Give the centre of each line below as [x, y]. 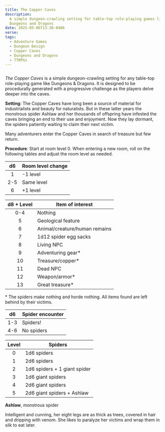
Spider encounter [43, 314]
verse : [12, 32]
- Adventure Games [28, 42]
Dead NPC [49, 269]
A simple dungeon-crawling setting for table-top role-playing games [82, 19]
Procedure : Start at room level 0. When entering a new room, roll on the [78, 149]
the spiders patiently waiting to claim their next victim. [60, 124]
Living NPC [50, 245]
